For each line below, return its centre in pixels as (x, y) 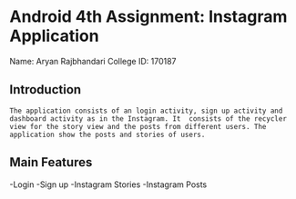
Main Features (51, 162)
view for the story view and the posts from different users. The (138, 126)
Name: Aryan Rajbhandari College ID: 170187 (93, 61)
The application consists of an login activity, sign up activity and (146, 111)
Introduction (46, 90)
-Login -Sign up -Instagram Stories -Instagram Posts (108, 184)
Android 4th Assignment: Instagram (148, 17)
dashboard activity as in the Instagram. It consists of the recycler (148, 119)
